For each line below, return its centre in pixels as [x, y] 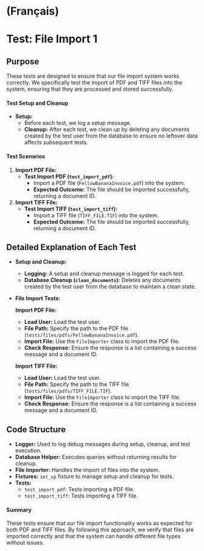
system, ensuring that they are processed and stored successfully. [90, 89]
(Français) [33, 11]
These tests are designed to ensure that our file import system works [93, 76]
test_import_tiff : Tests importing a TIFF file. [81, 496]
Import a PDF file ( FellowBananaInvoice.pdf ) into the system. [109, 183]
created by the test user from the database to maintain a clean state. [110, 287]
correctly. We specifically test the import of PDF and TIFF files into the [94, 83]
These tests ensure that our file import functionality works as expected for [100, 523]
